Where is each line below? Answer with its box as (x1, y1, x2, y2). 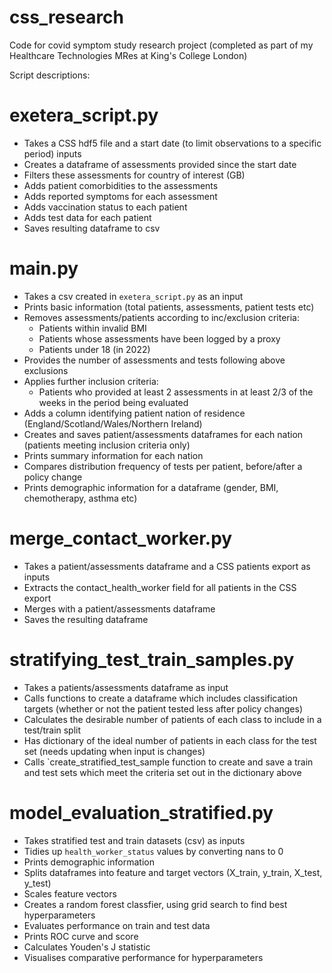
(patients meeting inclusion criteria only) (23, 439, 191, 451)
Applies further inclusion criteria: (23, 375, 159, 387)
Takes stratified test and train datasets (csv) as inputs (23, 834, 246, 846)
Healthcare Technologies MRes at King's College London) (9, 49, 248, 61)
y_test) (23, 877, 52, 889)
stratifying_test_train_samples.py (9, 648, 295, 671)
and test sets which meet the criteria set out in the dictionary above (23, 766, 302, 778)
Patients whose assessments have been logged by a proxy (38, 332, 281, 345)
